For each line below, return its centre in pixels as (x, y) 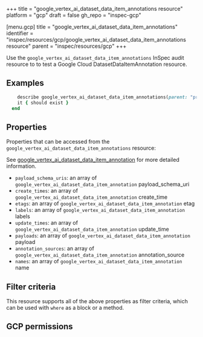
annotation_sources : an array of (55, 249)
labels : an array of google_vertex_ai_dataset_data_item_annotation (100, 210)
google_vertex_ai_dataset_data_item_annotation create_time (91, 197)
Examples (25, 83)
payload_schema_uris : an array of (56, 178)
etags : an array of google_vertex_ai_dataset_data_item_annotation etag (105, 204)
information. (21, 166)
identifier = (20, 33)
